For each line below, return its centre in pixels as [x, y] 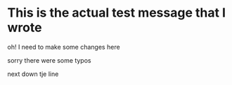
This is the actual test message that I [117, 13]
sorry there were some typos [49, 60]
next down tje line [33, 74]
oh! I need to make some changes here [64, 47]
